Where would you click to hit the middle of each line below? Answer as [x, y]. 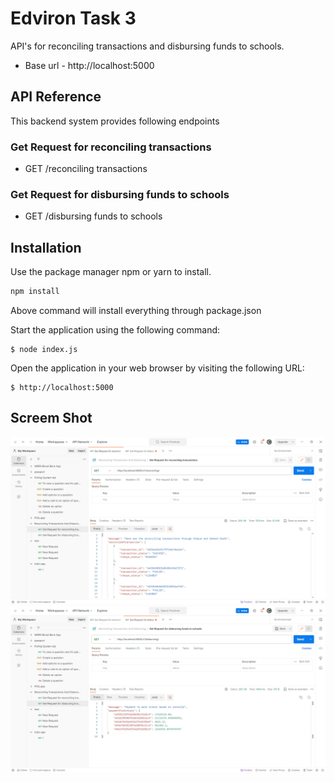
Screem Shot [51, 418]
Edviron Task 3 [73, 18]
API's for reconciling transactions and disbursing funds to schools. [147, 46]
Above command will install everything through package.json [136, 311]
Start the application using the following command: [115, 330]
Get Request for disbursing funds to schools [120, 194]
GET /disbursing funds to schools [93, 216]
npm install [35, 292]
